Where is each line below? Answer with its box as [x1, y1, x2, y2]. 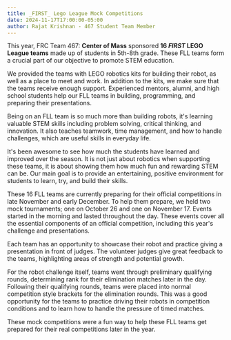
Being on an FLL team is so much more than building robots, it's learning [7, 112, 213, 120]
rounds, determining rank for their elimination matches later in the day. [7, 275, 207, 284]
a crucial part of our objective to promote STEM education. [7, 56, 174, 65]
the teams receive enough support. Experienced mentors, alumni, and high [7, 84, 220, 93]
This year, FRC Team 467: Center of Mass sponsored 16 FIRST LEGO [7, 42, 203, 50]
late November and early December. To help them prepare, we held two [7, 198, 211, 206]
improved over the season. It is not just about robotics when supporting [7, 155, 210, 163]
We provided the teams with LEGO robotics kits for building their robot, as [7, 70, 217, 78]
